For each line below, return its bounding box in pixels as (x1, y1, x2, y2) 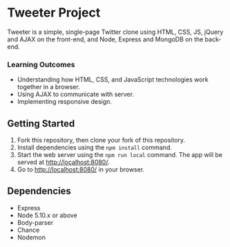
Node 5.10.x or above (17, 211, 77, 219)
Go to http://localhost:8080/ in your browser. (17, 165, 145, 174)
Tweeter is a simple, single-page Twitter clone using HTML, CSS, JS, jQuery (7, 28, 224, 36)
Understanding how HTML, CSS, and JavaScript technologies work (17, 75, 209, 84)
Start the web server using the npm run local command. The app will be (17, 151, 223, 159)
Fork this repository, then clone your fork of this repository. (17, 136, 185, 145)
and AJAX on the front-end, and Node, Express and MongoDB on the (7, 35, 204, 43)
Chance (17, 226, 40, 234)
